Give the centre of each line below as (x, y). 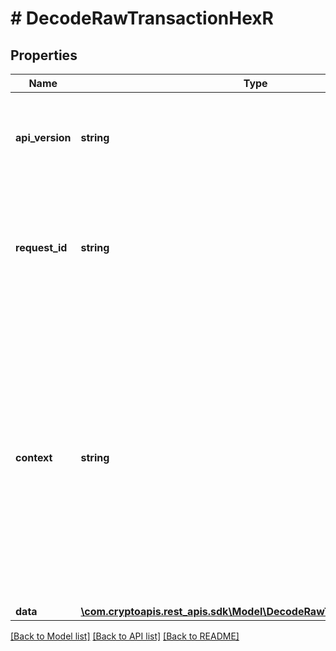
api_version (43, 137)
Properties (44, 55)
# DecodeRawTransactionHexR (142, 18)
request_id (41, 247)
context (34, 457)
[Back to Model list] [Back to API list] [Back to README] (125, 636)
